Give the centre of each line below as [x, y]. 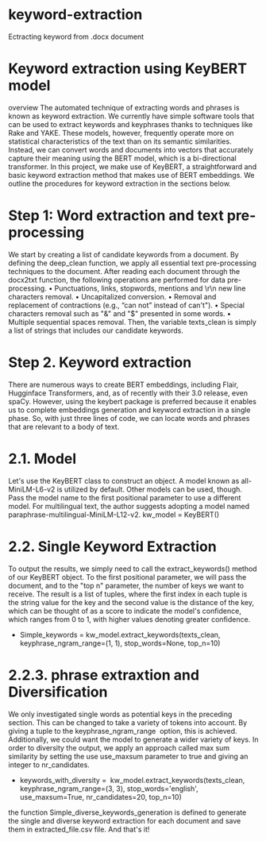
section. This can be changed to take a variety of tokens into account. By [128, 722]
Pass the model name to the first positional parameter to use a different [125, 497]
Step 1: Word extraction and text [116, 216]
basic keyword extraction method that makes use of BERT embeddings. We [132, 175]
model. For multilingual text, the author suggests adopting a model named [129, 506]
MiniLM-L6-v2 [32, 489]
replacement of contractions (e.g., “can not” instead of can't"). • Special [126, 305]
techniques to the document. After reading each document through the [124, 271]
